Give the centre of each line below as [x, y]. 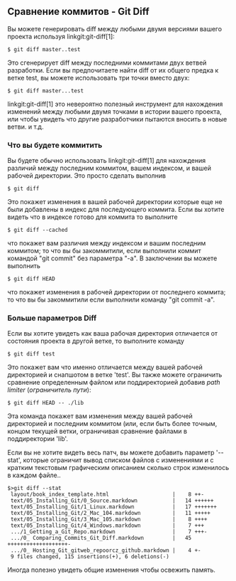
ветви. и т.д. [26, 127]
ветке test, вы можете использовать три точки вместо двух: [99, 78]
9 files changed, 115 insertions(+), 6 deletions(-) [90, 557]
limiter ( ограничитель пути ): [49, 390]
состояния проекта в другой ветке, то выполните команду [96, 341]
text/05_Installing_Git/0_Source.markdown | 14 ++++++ [112, 501]
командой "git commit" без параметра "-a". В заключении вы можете [112, 258]
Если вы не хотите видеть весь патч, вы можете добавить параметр [111, 453]
